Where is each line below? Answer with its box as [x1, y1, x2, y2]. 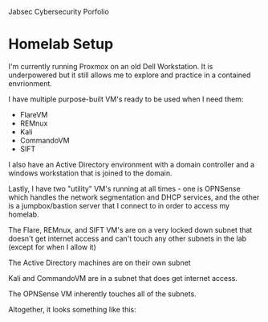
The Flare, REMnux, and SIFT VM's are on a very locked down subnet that [8, 225, 253, 234]
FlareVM [19, 109, 48, 119]
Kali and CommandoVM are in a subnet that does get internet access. [8, 273, 238, 283]
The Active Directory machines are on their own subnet [8, 258, 191, 267]
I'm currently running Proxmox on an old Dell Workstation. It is [8, 61, 213, 71]
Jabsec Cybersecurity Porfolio [8, 7, 110, 16]
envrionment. [8, 78, 52, 88]
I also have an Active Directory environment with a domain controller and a [8, 159, 255, 169]
